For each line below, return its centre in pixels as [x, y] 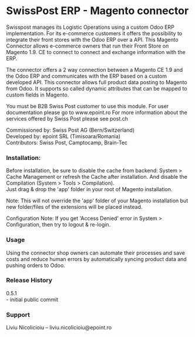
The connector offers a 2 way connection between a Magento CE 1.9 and [95, 69]
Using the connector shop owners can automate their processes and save [95, 253]
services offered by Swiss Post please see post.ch [67, 118]
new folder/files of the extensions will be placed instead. [74, 207]
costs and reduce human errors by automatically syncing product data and [96, 259]
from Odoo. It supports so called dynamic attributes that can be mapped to [97, 88]
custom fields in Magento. [38, 95]
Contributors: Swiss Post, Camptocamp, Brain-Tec [67, 142]
